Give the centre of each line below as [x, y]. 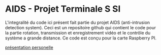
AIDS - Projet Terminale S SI [63, 9]
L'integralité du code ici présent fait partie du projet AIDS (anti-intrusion [78, 22]
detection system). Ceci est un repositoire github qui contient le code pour [80, 27]
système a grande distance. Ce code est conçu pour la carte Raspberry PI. [81, 38]
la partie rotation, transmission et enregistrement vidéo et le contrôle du [78, 33]
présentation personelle [29, 47]
